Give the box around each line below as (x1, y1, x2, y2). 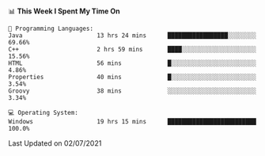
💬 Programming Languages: (8, 25, 93, 32)
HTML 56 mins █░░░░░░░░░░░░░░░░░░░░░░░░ (8, 59, 257, 67)
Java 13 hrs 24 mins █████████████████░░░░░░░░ (8, 32, 257, 40)
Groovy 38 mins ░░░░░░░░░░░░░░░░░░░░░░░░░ (8, 87, 257, 95)
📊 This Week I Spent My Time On (8, 6, 120, 16)
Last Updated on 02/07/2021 (8, 139, 102, 148)
